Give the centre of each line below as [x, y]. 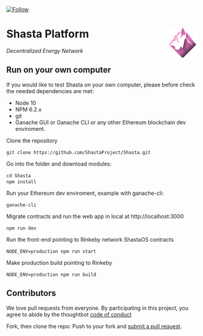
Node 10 [26, 103]
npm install [21, 182]
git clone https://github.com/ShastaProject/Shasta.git [78, 152]
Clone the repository [32, 141]
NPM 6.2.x [28, 109]
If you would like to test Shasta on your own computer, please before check [101, 85]
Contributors [31, 293]
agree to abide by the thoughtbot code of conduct [69, 314]
